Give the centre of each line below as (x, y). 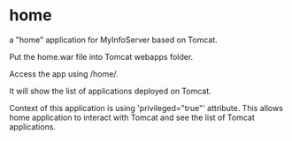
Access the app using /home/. (64, 74)
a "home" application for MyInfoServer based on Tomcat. (114, 40)
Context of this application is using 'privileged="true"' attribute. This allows (146, 108)
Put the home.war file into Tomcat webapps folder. (101, 56)
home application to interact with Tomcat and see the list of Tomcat (132, 117)
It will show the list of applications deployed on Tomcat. (111, 91)
